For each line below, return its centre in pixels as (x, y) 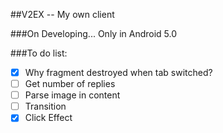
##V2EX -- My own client (62, 14)
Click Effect (48, 118)
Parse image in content (72, 95)
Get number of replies (70, 84)
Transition (45, 106)
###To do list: (39, 53)
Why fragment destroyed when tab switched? (118, 72)
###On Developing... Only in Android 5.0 (94, 33)
